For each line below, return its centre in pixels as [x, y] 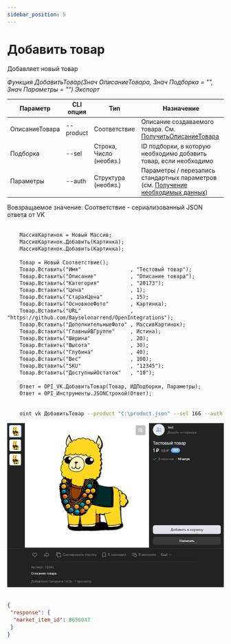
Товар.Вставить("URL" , [77, 311]
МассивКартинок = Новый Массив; [66, 235]
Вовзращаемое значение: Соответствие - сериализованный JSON [105, 207]
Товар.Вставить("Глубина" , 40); [84, 352]
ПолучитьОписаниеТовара [180, 136]
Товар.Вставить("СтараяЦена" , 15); [84, 297]
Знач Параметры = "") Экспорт [53, 89]
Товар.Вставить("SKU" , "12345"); [92, 366]
